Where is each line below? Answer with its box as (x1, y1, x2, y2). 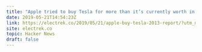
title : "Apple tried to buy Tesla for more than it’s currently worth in (6, 8, 195, 15)
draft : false (6, 36, 39, 42)
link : (6, 20, 20, 26)
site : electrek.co (6, 25, 52, 32)
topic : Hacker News (6, 31, 55, 37)
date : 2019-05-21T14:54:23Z (6, 14, 77, 20)
